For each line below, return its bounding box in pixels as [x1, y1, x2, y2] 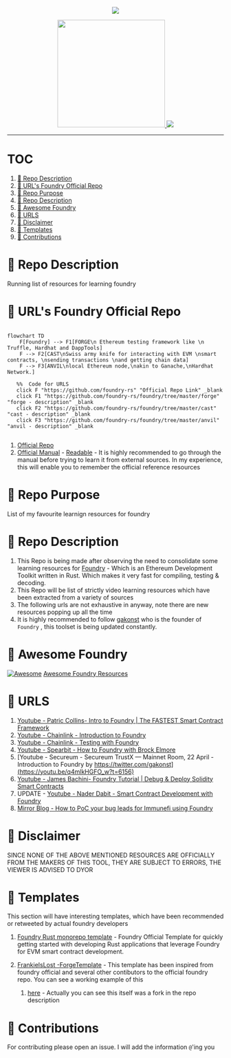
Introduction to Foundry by [16, 760, 93, 768]
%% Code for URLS [16, 381, 69, 388]
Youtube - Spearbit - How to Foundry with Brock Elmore [16, 745, 176, 754]
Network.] [7, 368, 36, 375]
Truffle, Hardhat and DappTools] [7, 344, 103, 351]
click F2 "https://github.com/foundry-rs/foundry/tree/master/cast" [16, 405, 217, 412]
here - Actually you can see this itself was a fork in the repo [27, 988, 197, 997]
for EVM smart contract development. [16, 947, 124, 956]
